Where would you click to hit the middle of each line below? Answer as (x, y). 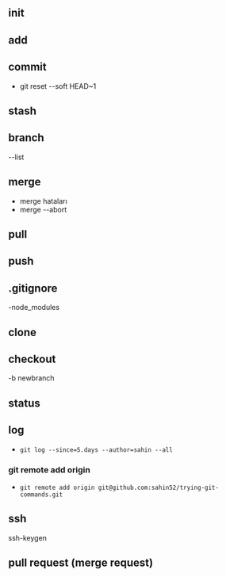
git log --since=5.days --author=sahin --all (96, 450)
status (25, 403)
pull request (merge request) (80, 563)
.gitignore (33, 288)
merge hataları (43, 201)
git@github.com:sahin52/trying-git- (159, 487)
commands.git (41, 495)
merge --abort (43, 209)
